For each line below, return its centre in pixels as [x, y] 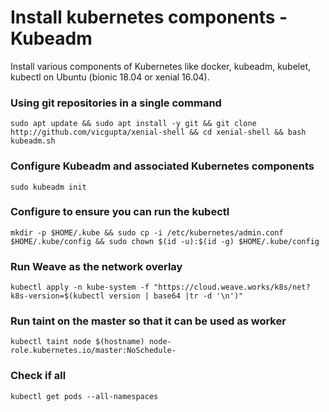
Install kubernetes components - [149, 17]
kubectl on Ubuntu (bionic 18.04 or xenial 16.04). [110, 77]
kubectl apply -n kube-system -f [80, 287]
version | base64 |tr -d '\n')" [176, 296]
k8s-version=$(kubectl [57, 296]
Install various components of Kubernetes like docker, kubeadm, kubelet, [160, 66]
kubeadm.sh [33, 141]
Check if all [38, 376]
